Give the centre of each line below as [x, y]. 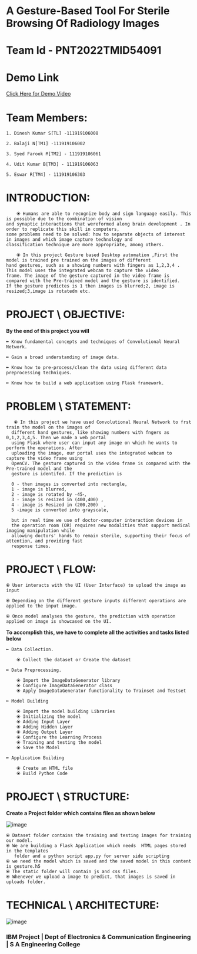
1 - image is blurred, [39, 489]
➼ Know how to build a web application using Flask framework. [85, 383]
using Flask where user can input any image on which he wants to [94, 443]
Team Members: [47, 118]
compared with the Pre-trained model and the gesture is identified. [93, 281]
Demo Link [33, 77]
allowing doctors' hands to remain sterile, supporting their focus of [101, 536]
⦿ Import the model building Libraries [66, 711]
